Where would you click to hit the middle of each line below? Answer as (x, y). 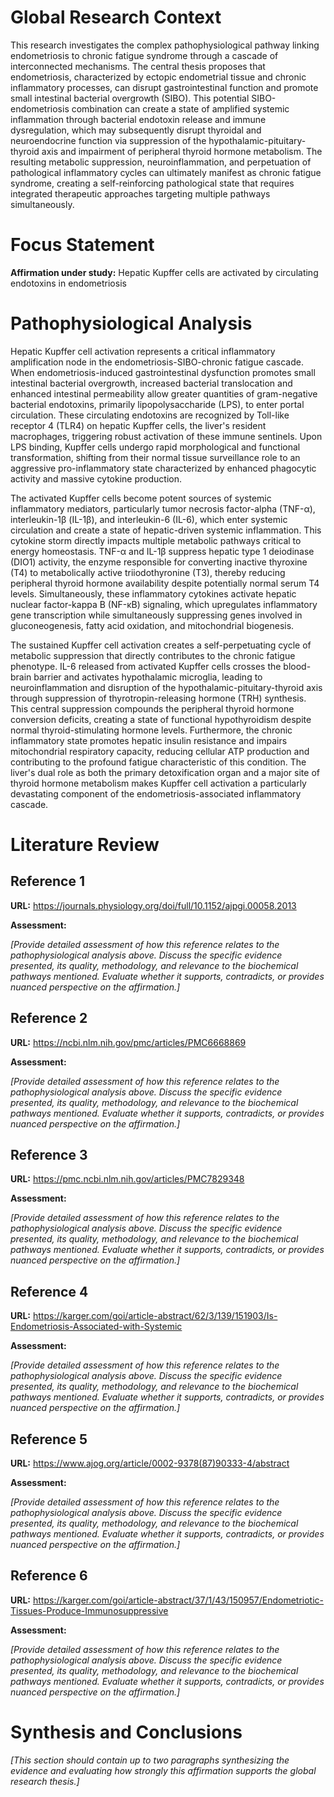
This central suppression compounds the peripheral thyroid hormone (152, 708)
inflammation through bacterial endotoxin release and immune (138, 119)
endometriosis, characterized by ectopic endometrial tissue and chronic (158, 77)
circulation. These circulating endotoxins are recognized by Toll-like (150, 415)
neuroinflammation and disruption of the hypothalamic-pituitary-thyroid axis (166, 687)
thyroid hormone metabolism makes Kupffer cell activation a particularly (158, 783)
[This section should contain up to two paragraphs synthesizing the (150, 1760)
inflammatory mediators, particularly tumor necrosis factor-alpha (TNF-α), (163, 508)
